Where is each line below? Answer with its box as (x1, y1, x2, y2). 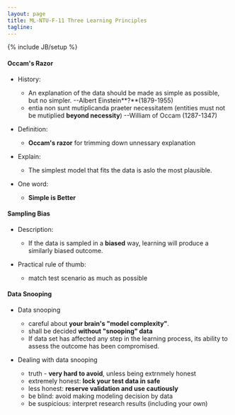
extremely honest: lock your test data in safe (28, 376, 161, 385)
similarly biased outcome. (28, 246, 103, 255)
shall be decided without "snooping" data (28, 327, 154, 335)
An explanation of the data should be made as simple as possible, (28, 88, 220, 97)
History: (17, 75, 41, 83)
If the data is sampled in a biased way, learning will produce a (28, 238, 209, 247)
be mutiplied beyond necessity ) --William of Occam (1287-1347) (28, 111, 218, 119)
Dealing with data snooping (17, 355, 98, 364)
